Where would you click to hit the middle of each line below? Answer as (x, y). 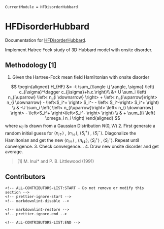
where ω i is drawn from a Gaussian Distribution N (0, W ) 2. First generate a (80, 126)
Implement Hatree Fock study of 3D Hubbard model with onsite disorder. (79, 50)
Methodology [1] (31, 65)
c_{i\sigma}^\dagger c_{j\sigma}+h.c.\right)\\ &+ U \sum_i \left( (83, 92)
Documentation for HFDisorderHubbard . (46, 40)
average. (14, 152)
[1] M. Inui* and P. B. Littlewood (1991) (56, 161)
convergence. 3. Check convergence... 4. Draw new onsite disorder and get (82, 147)
